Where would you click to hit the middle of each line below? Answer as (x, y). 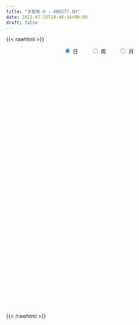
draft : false (22, 22)
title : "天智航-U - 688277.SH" (43, 12)
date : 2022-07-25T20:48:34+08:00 (47, 17)
